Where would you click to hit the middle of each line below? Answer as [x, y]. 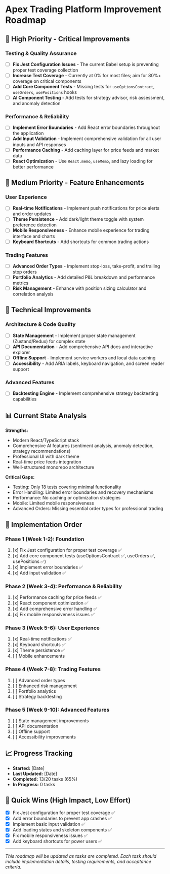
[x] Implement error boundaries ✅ [48, 567]
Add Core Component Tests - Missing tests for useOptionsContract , [83, 87]
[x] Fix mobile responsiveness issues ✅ [54, 615]
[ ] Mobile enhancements [38, 656]
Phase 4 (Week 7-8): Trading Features [53, 669]
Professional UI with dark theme [46, 457]
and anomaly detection [36, 104]
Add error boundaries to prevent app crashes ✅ [62, 818]
